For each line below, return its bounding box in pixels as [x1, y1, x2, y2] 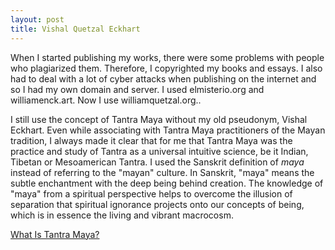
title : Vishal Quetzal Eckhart [10, 24, 141, 34]
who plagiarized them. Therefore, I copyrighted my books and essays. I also [10, 62, 323, 74]
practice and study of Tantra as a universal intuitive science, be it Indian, [10, 145, 309, 157]
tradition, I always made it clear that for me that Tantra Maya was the [10, 134, 293, 146]
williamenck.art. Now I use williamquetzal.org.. [10, 94, 202, 106]
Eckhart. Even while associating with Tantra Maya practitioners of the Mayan [10, 124, 326, 136]
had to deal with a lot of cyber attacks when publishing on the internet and [10, 72, 317, 85]
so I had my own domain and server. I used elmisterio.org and [10, 83, 265, 95]
